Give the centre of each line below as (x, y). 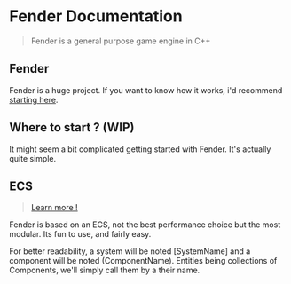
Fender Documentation (96, 16)
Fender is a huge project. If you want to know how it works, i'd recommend (146, 90)
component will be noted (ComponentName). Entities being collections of (143, 261)
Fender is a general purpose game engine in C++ (121, 41)
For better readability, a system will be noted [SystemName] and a (130, 251)
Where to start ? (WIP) (72, 127)
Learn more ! (54, 208)
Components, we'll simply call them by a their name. (105, 270)
